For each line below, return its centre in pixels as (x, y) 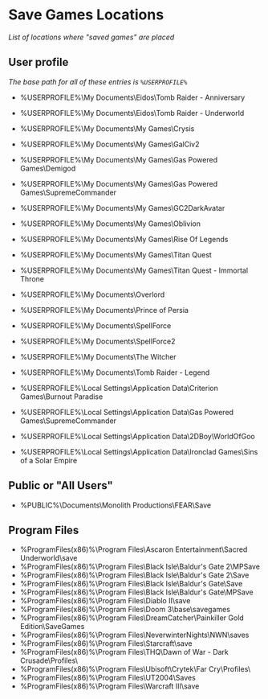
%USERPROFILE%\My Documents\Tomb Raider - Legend (115, 372)
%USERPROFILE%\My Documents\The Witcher (98, 356)
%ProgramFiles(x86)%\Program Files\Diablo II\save (105, 601)
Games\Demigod (48, 168)
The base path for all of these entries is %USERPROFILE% (98, 81)
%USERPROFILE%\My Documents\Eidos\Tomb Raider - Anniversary (132, 97)
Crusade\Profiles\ (49, 660)
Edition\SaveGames (52, 627)
